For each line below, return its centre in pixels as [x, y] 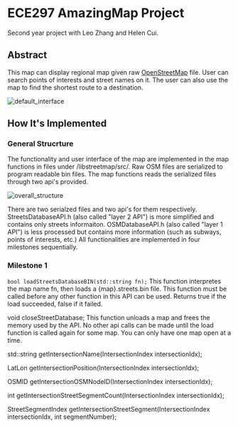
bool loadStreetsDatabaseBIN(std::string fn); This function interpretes [114, 281]
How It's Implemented [57, 123]
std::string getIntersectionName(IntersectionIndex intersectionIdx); [105, 354]
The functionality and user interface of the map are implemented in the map [118, 159]
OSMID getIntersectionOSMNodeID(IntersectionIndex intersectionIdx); [110, 381]
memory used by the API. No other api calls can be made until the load [111, 325]
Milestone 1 [27, 266]
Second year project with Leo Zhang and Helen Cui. [83, 33]
